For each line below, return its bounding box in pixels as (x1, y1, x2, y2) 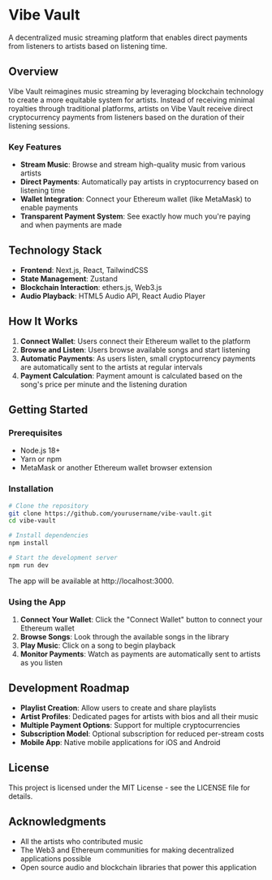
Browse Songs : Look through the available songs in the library (19, 632, 230, 642)
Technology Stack (8, 244, 102, 258)
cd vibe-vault (8, 517, 57, 525)
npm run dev (8, 561, 49, 570)
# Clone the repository (8, 501, 89, 509)
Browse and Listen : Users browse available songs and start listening (19, 345, 250, 354)
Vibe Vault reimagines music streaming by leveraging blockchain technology (8, 86, 264, 96)
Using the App (8, 596, 67, 607)
